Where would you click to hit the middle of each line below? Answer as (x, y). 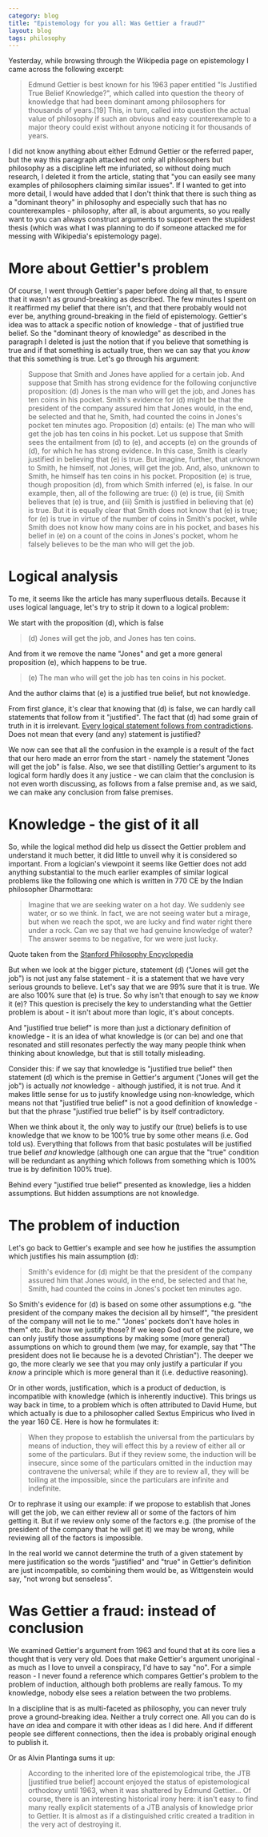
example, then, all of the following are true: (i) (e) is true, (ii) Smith (136, 494)
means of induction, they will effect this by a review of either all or (136, 1446)
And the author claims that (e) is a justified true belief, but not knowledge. (129, 694)
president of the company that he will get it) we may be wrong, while (121, 1529)
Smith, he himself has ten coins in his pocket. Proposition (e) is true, (140, 476)
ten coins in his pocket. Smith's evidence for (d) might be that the (136, 400)
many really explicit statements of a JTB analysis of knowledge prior (140, 1807)
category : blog (34, 16)
